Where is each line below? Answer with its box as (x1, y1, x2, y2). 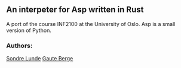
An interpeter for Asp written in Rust (6, 5, 144, 15)
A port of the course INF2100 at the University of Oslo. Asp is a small (6, 20, 176, 27)
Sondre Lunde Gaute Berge (6, 55, 73, 62)
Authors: (6, 41, 33, 50)
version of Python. (6, 27, 52, 34)
